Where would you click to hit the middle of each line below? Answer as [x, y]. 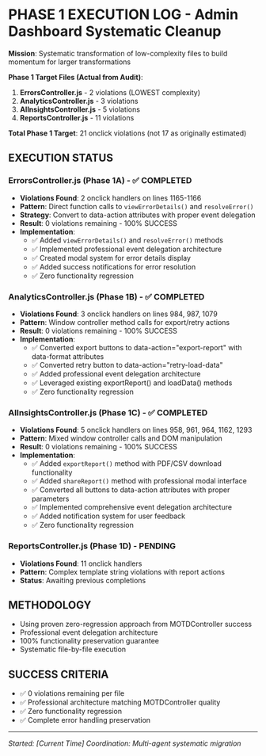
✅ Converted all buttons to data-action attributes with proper [131, 490]
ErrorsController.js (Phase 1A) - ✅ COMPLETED [100, 181]
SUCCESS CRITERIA [59, 674]
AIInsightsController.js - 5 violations [80, 109]
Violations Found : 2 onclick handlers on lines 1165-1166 [110, 198]
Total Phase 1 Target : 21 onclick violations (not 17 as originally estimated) [127, 133]
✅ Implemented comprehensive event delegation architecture [131, 507]
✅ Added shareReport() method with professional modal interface [139, 481]
